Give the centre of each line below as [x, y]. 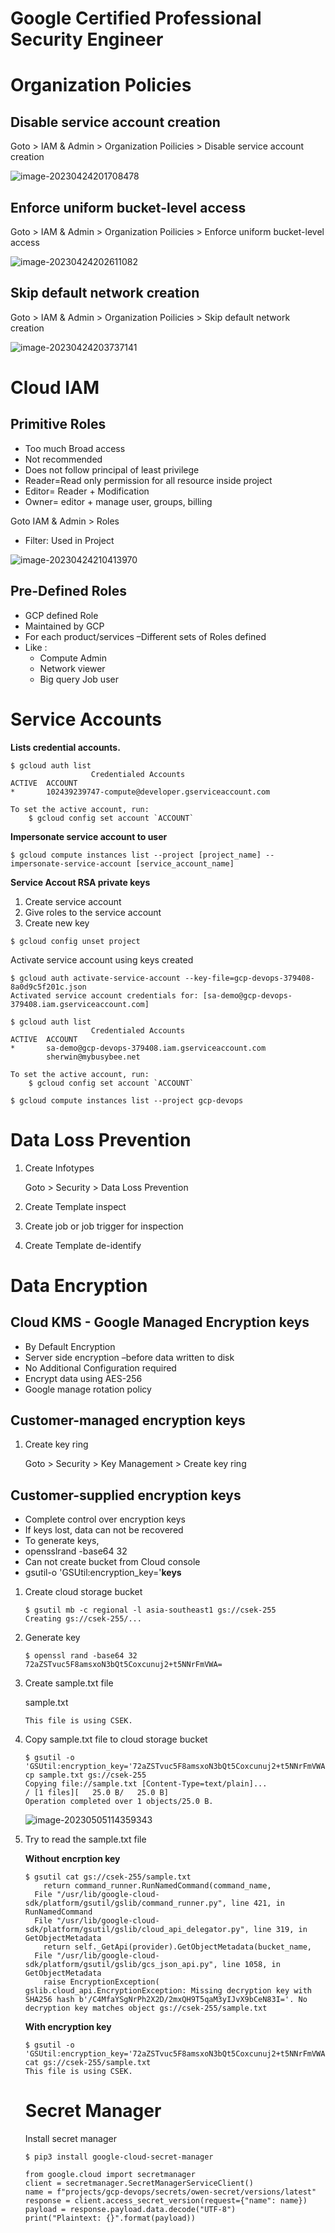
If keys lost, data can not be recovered [104, 1530]
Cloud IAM [55, 388]
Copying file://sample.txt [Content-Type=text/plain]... [146, 1784]
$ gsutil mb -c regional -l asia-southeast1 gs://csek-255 [150, 1610]
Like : [36, 647]
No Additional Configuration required [100, 1368]
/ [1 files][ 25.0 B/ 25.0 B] [96, 1793]
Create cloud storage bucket [83, 1592]
